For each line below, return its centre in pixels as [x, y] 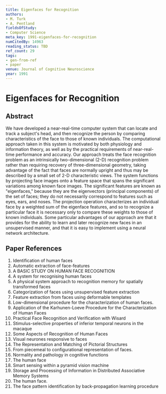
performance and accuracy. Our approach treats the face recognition [86, 154]
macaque [22, 328]
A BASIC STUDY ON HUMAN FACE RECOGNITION [64, 271]
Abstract [20, 116]
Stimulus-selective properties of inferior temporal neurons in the [78, 323]
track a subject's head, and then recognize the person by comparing [75, 133]
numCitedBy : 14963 [24, 42]
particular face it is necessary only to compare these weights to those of [79, 212]
